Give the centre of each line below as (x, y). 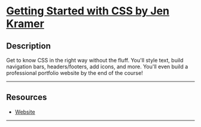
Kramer (25, 24)
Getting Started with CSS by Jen (88, 11)
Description (28, 46)
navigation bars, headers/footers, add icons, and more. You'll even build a (97, 66)
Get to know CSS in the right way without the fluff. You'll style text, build (95, 60)
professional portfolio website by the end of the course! (75, 73)
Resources (27, 97)
